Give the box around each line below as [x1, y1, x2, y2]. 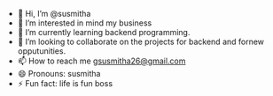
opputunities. [17, 46, 66, 56]
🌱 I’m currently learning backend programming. [17, 27, 191, 37]
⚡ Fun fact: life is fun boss [17, 78, 113, 88]
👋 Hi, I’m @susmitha [17, 9, 91, 18]
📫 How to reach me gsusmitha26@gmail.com [17, 55, 186, 66]
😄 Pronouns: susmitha [17, 69, 101, 78]
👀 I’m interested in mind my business [17, 18, 152, 28]
